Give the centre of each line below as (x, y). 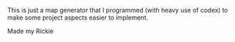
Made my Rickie (31, 31)
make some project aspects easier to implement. (78, 17)
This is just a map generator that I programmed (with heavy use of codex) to (118, 10)
